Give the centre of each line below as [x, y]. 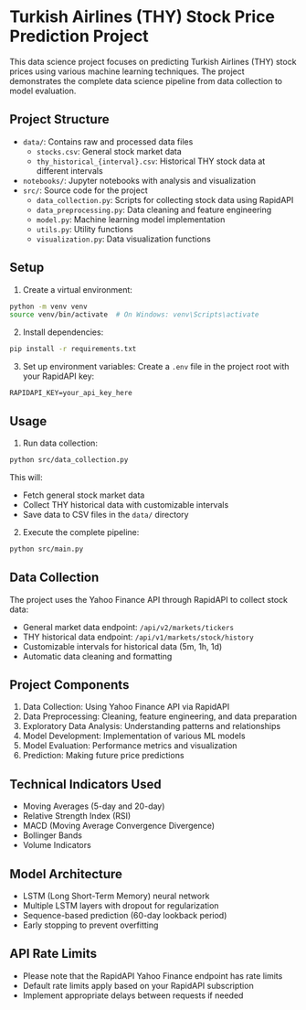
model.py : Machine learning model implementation [131, 219]
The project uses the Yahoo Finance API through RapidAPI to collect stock [148, 599]
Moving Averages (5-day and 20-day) [94, 806]
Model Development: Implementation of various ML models [134, 736]
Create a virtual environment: [77, 289]
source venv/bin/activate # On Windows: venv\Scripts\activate [134, 315]
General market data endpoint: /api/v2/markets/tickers [128, 627]
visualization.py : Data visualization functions [124, 239]
